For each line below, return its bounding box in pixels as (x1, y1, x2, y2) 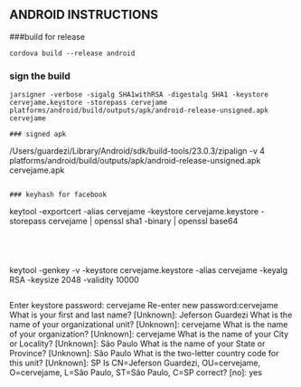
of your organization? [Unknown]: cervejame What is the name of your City (9, 329, 289, 340)
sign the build (9, 70, 71, 82)
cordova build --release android (9, 49, 136, 58)
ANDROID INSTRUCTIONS (9, 7, 158, 23)
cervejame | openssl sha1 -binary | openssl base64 (48, 216, 239, 227)
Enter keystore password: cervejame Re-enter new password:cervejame (9, 300, 278, 311)
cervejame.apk (9, 165, 65, 175)
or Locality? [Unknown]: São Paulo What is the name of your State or (9, 338, 266, 349)
